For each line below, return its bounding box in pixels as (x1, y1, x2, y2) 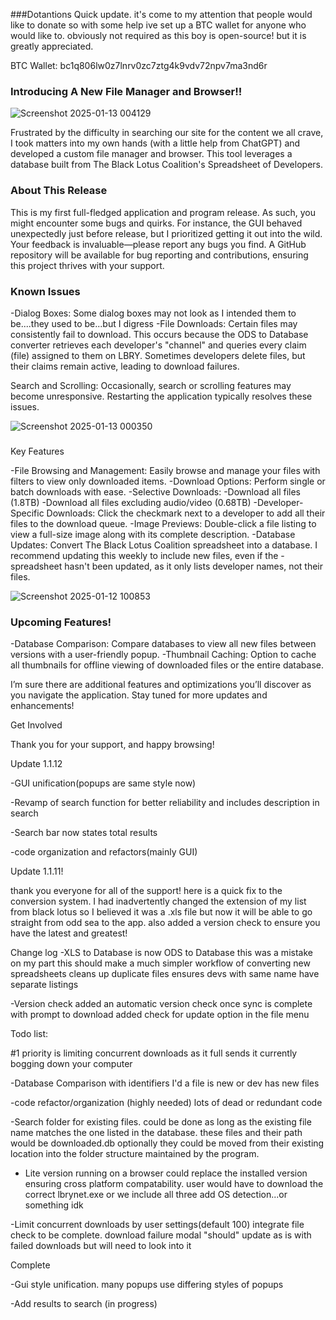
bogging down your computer (10, 1058, 133, 1070)
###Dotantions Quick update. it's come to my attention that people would (10, 9, 313, 20)
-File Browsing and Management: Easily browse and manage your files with (10, 464, 321, 476)
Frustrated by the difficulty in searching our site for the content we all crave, (10, 127, 324, 139)
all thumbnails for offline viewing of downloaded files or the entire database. (10, 659, 324, 671)
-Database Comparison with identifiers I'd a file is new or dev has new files (10, 1077, 320, 1089)
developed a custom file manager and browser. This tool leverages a (10, 148, 293, 160)
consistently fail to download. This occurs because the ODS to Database (10, 328, 309, 340)
